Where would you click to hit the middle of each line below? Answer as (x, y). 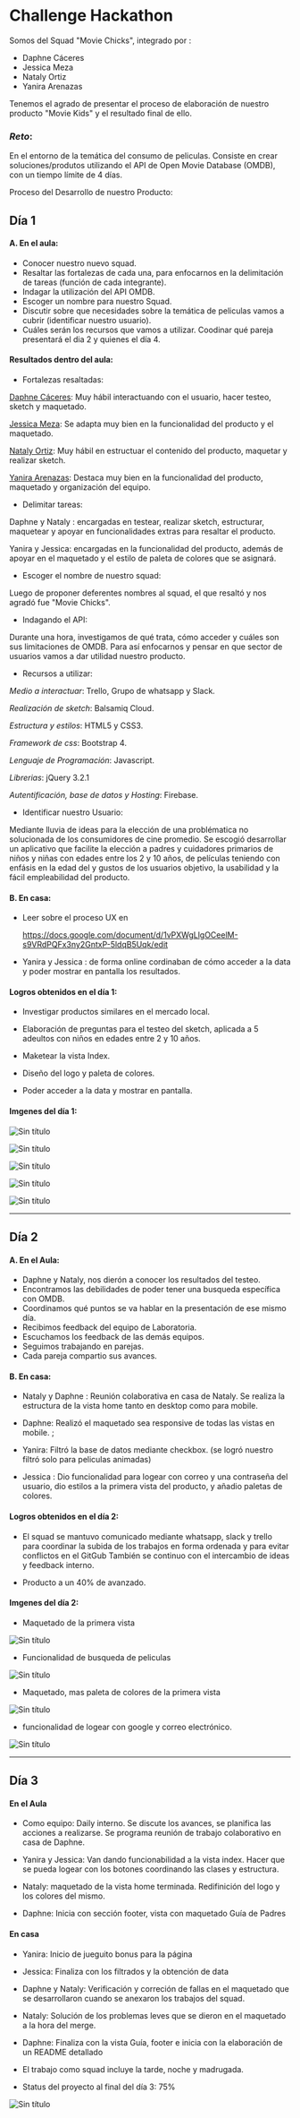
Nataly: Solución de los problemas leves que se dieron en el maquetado (154, 2015)
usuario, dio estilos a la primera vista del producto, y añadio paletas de (152, 1487)
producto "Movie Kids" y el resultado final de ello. (100, 113)
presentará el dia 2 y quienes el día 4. (91, 339)
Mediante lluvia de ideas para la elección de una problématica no (129, 830)
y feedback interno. (58, 1565)
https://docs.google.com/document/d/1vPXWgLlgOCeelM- (130, 935)
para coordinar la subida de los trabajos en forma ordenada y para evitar (156, 1546)
